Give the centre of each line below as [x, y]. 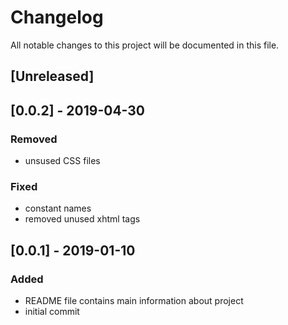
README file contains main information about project [134, 300]
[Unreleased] [52, 76]
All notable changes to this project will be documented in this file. [145, 45]
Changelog [57, 17]
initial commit [52, 311]
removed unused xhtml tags [82, 219]
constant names [58, 208]
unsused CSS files [62, 161]
